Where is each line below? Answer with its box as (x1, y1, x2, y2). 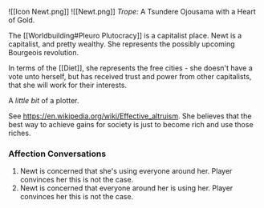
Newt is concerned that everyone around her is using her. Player (19, 183, 234, 193)
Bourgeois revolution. (8, 48, 79, 57)
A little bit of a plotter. (8, 96, 79, 105)
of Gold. (8, 15, 35, 25)
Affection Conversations (8, 148, 107, 159)
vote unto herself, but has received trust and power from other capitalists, (8, 72, 252, 81)
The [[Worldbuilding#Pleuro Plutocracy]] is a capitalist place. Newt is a (8, 31, 242, 40)
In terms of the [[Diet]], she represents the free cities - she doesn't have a (8, 63, 253, 73)
